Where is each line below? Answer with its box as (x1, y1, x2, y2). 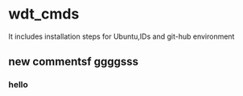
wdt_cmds (8, 5, 80, 23)
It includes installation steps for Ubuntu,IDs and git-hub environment (8, 31, 235, 41)
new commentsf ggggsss (8, 55, 139, 69)
